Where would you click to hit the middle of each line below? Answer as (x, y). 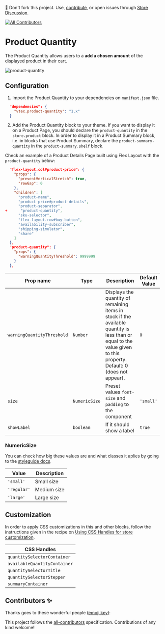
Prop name (38, 281)
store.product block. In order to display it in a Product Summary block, (84, 135)
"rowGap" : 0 (30, 184)
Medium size (50, 489)
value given (119, 347)
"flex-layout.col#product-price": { (47, 170)
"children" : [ (28, 192)
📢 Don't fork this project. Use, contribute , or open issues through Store (77, 8)
